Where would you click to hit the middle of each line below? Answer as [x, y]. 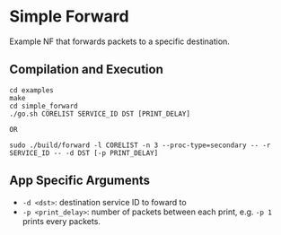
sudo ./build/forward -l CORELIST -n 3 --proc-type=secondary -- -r [140, 145]
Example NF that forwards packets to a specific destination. [120, 41]
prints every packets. [61, 221]
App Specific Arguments [80, 181]
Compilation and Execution [86, 70]
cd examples [31, 90]
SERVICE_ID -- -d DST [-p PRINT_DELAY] [84, 153]
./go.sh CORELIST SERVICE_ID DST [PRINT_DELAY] [100, 114]
